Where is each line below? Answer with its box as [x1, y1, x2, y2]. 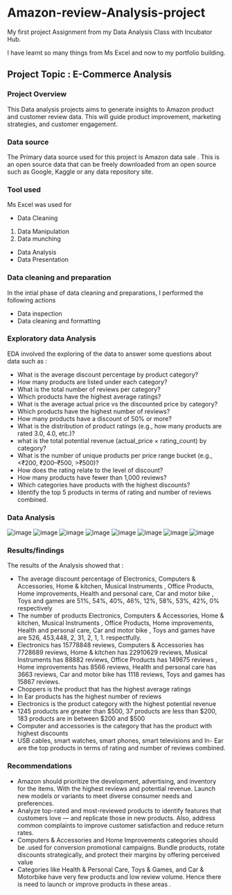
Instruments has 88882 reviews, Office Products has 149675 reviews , [17, 656, 217, 664]
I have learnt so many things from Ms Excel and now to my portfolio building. [7, 48, 226, 57]
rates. [17, 829, 34, 837]
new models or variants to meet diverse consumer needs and [17, 791, 193, 800]
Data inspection [17, 309, 62, 318]
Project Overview [7, 89, 67, 99]
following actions [7, 296, 56, 304]
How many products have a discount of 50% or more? [17, 414, 172, 423]
